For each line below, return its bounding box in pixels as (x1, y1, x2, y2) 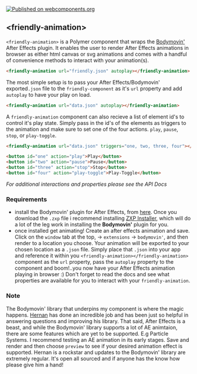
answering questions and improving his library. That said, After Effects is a (6, 317, 186, 325)
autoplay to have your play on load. (6, 91, 91, 98)
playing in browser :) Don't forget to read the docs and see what (14, 271, 170, 278)
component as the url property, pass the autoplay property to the (14, 259, 174, 266)
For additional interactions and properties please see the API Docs (6, 181, 167, 188)
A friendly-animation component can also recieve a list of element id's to (6, 113, 185, 120)
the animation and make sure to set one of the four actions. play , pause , (6, 125, 179, 132)
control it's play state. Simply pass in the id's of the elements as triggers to (6, 119, 186, 126)
